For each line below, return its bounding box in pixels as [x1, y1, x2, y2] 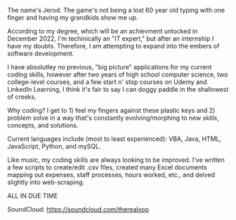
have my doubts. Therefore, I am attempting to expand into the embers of [7, 42, 220, 50]
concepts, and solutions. [7, 121, 79, 129]
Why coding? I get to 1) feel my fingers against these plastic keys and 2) [7, 106, 216, 114]
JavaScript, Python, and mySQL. [7, 142, 101, 150]
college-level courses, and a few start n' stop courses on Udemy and [7, 78, 207, 86]
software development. [7, 49, 74, 57]
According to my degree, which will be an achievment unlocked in [7, 27, 198, 35]
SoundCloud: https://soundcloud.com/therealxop [7, 205, 150, 213]
